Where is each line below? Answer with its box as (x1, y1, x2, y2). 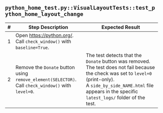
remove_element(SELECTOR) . (15, 76, 77, 83)
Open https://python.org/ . (15, 32, 74, 39)
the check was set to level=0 (85, 70, 152, 77)
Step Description (28, 24, 68, 30)
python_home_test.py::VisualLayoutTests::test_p (5, 4, 155, 12)
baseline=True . (15, 44, 49, 51)
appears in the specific (85, 88, 138, 95)
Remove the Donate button (15, 64, 75, 71)
